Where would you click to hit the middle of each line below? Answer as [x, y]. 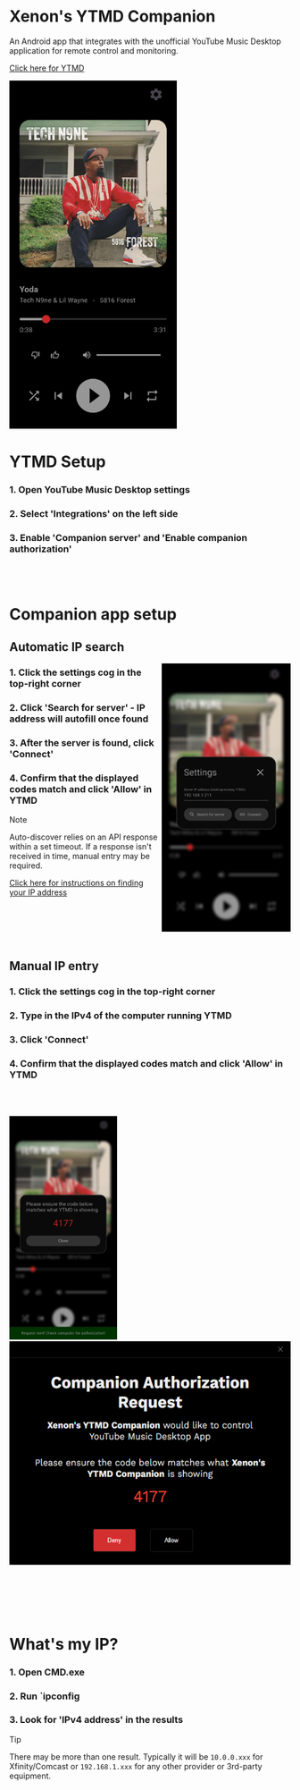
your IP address [38, 892]
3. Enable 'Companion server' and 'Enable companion [129, 538]
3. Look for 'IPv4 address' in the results [96, 1720]
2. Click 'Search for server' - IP [77, 707]
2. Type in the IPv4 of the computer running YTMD [121, 1016]
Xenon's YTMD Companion [112, 17]
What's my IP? [64, 1644]
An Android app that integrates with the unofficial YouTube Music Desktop [145, 41]
